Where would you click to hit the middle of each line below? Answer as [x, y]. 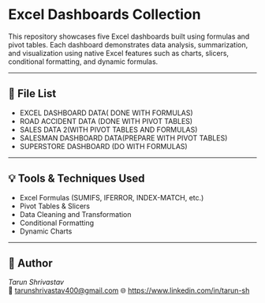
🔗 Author [30, 263]
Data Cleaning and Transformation [75, 214]
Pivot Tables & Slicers [55, 206]
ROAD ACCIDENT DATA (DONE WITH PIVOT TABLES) [106, 121]
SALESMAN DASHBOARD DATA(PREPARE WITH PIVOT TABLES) [123, 138]
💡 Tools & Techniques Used [77, 179]
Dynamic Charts [46, 231]
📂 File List [32, 94]
